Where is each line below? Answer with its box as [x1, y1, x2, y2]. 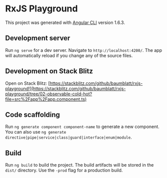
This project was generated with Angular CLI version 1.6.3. [5, 19, 125, 25]
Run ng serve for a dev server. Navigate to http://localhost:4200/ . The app [5, 47, 162, 53]
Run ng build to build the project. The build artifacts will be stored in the [5, 162, 154, 168]
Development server [5, 34, 70, 42]
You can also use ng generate [5, 129, 66, 135]
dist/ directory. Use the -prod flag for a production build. [5, 168, 123, 174]
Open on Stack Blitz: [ [5, 80, 50, 86]
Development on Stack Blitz [5, 67, 93, 75]
